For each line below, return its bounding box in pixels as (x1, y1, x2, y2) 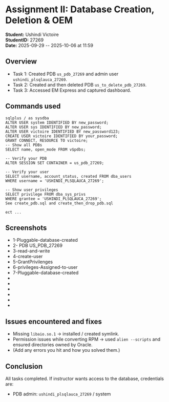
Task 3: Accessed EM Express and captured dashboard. (12, 87, 132, 93)
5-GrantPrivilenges (12, 259, 53, 265)
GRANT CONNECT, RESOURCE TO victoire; (5, 138, 88, 143)
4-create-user (12, 253, 43, 260)
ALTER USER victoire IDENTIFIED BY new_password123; (5, 129, 120, 134)
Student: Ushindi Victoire (5, 31, 59, 37)
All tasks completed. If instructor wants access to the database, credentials (5, 375, 164, 382)
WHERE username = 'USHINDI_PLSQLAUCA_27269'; (5, 178, 104, 183)
